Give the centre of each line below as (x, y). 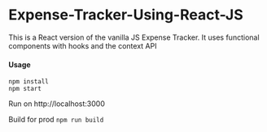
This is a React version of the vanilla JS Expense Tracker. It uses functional (134, 37)
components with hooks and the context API (83, 45)
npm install (28, 82)
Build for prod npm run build (56, 120)
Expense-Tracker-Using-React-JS (126, 15)
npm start (25, 89)
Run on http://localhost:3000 (57, 104)
